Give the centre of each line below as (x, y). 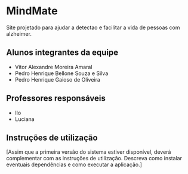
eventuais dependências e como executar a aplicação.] (74, 164)
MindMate (32, 11)
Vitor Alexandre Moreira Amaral (53, 67)
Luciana (24, 119)
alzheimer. (19, 33)
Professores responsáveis (56, 99)
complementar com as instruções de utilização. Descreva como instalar (94, 159)
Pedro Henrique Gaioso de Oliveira (57, 79)
